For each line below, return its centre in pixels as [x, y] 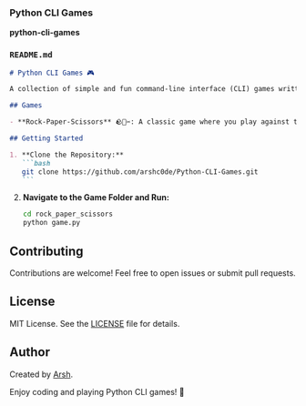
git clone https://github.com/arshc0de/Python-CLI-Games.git [140, 172]
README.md [31, 55]
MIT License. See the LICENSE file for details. [95, 323]
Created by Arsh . [41, 374]
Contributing [46, 251]
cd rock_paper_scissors [68, 214]
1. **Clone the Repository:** [67, 155]
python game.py [51, 223]
